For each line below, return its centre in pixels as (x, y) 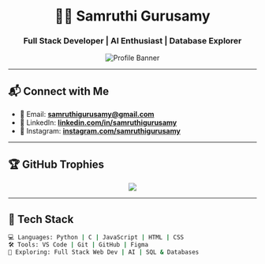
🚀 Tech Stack (41, 219)
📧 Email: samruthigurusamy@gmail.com (87, 115)
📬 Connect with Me (58, 91)
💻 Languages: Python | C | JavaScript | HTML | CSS (96, 237)
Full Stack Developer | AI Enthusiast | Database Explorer (132, 41)
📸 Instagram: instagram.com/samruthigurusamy (100, 131)
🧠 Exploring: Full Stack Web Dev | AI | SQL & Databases (104, 252)
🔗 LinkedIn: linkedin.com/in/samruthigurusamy (98, 123)
